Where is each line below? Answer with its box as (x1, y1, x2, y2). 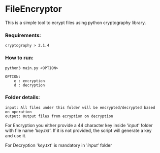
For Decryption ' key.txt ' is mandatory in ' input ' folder (5, 142, 112, 148)
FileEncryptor (5, 3, 63, 15)
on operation (5, 109, 32, 114)
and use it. (5, 132, 27, 138)
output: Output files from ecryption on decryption (5, 114, 113, 119)
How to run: (5, 54, 34, 61)
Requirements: (5, 32, 41, 39)
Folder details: (5, 94, 40, 101)
